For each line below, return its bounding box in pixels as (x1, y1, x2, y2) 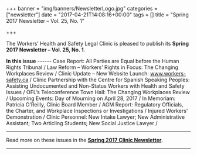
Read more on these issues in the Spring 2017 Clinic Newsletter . (6, 137, 163, 143)
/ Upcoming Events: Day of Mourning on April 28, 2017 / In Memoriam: (6, 95, 176, 102)
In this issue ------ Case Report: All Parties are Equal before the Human (6, 58, 180, 64)
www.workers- (150, 70, 186, 77)
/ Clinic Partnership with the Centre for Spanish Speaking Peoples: (29, 76, 190, 83)
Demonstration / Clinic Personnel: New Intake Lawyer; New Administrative (6, 113, 185, 120)
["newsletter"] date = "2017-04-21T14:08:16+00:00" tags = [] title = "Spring (6, 11, 189, 18)
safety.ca (6, 76, 29, 83)
